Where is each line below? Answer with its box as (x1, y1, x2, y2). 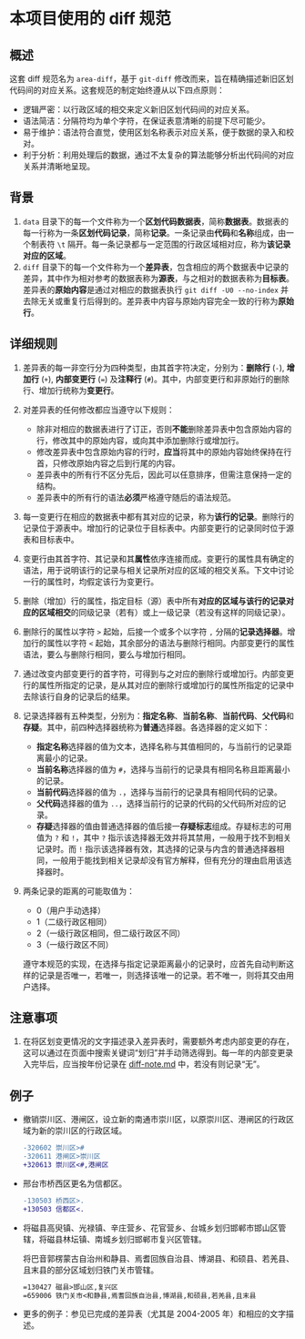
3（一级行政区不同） (36, 938, 114, 949)
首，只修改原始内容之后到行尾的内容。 (36, 457, 180, 469)
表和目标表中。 (22, 533, 79, 544)
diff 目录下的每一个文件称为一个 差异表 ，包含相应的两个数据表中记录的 (22, 261, 290, 272)
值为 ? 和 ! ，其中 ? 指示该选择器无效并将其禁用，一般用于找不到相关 (36, 832, 291, 843)
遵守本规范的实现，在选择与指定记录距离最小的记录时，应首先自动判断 (22, 958, 287, 969)
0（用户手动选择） (36, 905, 107, 916)
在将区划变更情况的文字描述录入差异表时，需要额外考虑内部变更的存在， (22, 1036, 294, 1047)
